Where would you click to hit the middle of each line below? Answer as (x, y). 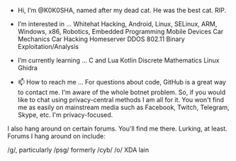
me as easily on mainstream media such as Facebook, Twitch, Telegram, (123, 107)
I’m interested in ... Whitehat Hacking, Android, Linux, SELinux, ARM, (117, 24)
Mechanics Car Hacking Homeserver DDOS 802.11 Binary (101, 39)
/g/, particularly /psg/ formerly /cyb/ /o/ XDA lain (78, 150)
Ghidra (27, 68)
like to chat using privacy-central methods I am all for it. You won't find (121, 100)
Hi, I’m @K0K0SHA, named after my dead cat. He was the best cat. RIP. (122, 10)
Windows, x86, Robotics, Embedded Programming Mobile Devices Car (120, 32)
